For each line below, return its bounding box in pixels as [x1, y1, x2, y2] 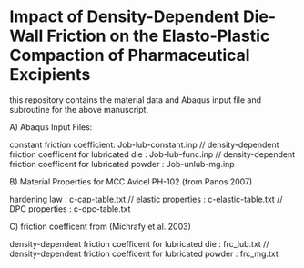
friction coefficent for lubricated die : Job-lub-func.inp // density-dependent [9, 148, 296, 160]
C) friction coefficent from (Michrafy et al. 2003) [9, 221, 191, 232]
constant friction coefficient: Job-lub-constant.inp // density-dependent [9, 139, 279, 150]
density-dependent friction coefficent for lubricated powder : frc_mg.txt [9, 248, 279, 259]
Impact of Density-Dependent [9, 6, 239, 27]
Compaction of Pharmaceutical [9, 45, 250, 65]
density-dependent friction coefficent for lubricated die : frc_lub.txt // [9, 238, 269, 249]
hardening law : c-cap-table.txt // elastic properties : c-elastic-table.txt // [9, 194, 283, 204]
